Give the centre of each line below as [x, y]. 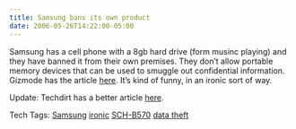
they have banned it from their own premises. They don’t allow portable [141, 61]
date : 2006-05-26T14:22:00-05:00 [72, 26]
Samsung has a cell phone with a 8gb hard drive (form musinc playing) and [148, 51]
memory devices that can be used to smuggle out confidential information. [147, 70]
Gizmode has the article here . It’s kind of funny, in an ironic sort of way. [141, 80]
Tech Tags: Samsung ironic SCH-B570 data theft [99, 115]
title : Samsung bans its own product [80, 17]
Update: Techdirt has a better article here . [87, 97]
